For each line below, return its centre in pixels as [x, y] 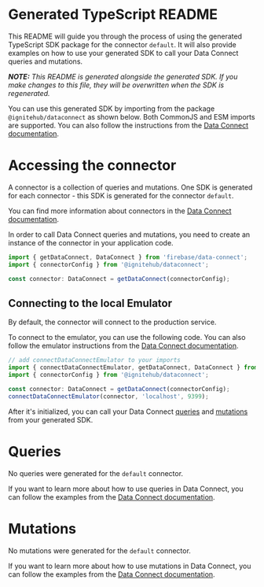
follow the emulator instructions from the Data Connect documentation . [123, 346]
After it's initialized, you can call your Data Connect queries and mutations [128, 412]
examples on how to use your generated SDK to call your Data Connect [123, 53]
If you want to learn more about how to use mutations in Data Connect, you [130, 566]
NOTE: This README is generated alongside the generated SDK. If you [123, 76]
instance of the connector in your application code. [91, 242]
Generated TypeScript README [113, 15]
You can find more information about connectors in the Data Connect [120, 211]
